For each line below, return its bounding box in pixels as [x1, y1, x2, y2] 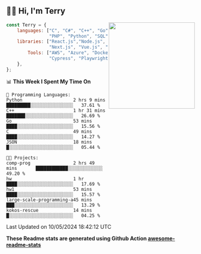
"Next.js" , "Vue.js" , [48, 44, 103, 50]
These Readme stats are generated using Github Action [6, 235, 147, 242]
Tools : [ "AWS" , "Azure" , [28, 50, 90, 56]
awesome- [147, 235, 175, 242]
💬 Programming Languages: [6, 91, 71, 98]
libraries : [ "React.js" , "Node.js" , [17, 38, 106, 45]
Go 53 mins [6, 118, 93, 124]
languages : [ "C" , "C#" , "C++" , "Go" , [17, 28, 111, 34]
